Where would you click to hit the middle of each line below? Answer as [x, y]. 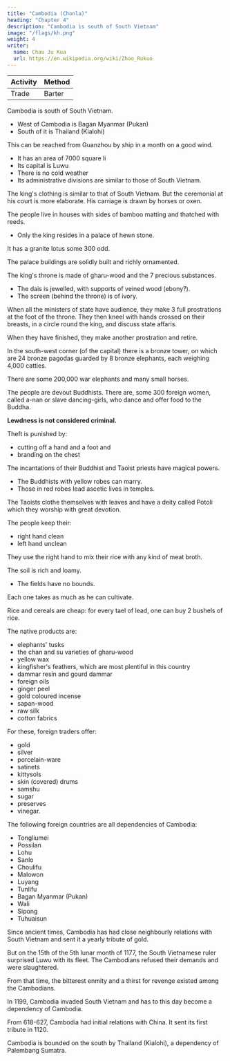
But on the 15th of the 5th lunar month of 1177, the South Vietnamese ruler [112, 952]
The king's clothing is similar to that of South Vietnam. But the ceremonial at [115, 194]
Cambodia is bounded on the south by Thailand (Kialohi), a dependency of [113, 1043]
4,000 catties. [27, 365]
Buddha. [19, 407]
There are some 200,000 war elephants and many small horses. [98, 379]
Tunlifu [27, 889]
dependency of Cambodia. [45, 1008]
